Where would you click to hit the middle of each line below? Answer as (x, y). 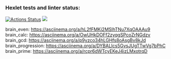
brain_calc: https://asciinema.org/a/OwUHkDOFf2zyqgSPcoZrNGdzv (78, 35)
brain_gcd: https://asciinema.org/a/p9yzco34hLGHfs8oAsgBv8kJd (76, 41)
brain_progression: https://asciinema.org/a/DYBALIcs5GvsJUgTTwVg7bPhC (85, 46)
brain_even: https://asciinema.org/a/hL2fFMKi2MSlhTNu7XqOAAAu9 (78, 29)
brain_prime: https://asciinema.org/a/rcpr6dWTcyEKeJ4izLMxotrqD (76, 51)
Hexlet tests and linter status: (43, 8)
